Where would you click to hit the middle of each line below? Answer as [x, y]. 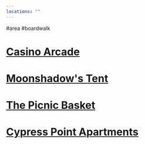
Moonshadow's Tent [57, 78]
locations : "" [23, 11]
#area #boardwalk [28, 28]
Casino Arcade [43, 52]
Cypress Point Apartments [72, 132]
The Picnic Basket [51, 105]
